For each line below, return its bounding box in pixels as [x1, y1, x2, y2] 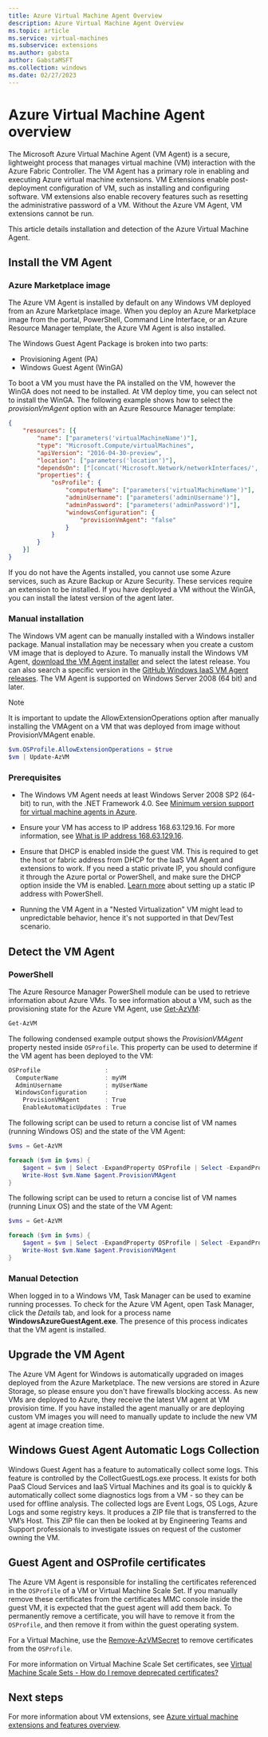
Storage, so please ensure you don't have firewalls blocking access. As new [8, 1386, 258, 1396]
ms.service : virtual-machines [8, 34, 109, 42]
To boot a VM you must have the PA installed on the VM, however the [8, 378, 236, 388]
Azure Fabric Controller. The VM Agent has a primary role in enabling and [8, 166, 250, 176]
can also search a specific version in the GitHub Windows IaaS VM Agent [8, 665, 249, 675]
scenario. [19, 921, 51, 932]
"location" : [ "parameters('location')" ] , [37, 457, 177, 465]
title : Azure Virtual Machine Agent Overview [8, 11, 162, 20]
